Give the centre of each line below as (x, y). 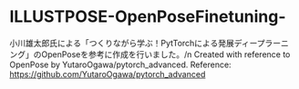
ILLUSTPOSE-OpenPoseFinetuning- (148, 17)
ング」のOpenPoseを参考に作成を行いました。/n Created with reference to (150, 54)
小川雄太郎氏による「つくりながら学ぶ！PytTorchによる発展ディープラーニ (149, 43)
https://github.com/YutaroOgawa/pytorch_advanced (108, 74)
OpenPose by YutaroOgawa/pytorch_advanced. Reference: (120, 64)
